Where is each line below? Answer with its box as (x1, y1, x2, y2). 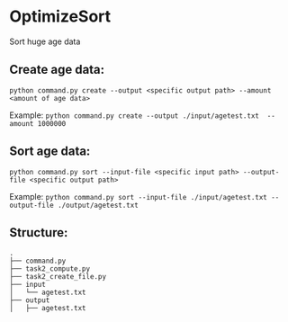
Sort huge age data (9, 36, 81, 47)
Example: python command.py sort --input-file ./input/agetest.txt (9, 191, 268, 201)
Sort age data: (9, 144, 91, 159)
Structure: (9, 225, 68, 240)
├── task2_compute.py (9, 264, 91, 273)
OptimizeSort (9, 6, 112, 27)
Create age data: (9, 62, 105, 77)
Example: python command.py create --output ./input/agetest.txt (9, 110, 259, 121)
